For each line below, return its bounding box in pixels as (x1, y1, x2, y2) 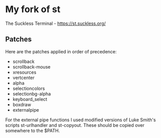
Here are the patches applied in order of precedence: (5, 48, 117, 54)
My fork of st (5, 4, 61, 15)
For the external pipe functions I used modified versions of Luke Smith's (5, 117, 156, 123)
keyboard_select (12, 96, 47, 102)
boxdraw (12, 101, 31, 108)
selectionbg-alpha (12, 90, 51, 97)
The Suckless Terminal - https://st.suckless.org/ (5, 20, 106, 26)
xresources (12, 69, 37, 75)
